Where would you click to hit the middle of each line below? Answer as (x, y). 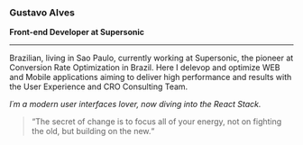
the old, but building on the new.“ (93, 131)
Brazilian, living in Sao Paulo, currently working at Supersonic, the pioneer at (151, 58)
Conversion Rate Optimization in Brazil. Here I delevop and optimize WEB (145, 68)
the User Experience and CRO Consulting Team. (99, 86)
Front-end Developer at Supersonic (77, 32)
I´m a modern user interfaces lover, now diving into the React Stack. (135, 104)
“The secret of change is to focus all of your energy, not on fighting (156, 122)
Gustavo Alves (42, 13)
